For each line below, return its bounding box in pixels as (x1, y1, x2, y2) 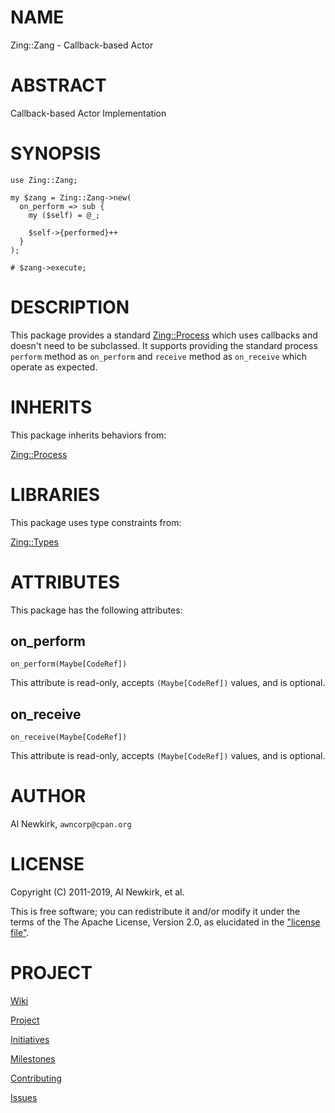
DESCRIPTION (10, 296, 130, 318)
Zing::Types (10, 536, 59, 548)
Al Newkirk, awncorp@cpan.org (10, 818, 132, 830)
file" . (10, 927, 30, 939)
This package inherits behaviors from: (10, 429, 167, 441)
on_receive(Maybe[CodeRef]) (10, 732, 128, 743)
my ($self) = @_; (28, 210, 101, 220)
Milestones (10, 1053, 56, 1065)
